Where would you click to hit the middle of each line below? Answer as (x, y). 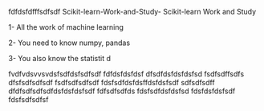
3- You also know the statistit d (59, 58)
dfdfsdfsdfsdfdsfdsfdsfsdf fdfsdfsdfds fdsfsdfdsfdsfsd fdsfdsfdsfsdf (122, 91)
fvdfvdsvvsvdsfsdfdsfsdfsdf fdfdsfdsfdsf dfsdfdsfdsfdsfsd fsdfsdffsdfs (126, 74)
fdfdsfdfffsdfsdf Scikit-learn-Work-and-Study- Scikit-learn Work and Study (132, 12)
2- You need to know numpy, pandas (69, 43)
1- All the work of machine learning (66, 27)
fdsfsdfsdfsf (28, 99)
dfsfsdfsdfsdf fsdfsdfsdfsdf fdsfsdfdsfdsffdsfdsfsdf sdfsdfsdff (112, 82)
